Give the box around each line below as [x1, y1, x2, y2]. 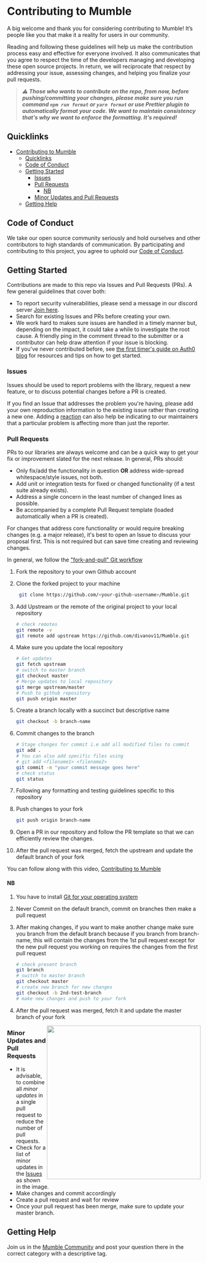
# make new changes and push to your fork [15, 995, 127, 1002]
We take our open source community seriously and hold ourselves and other [7, 234, 201, 241]
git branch [15, 967, 44, 973]
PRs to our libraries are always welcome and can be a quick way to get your [7, 448, 199, 456]
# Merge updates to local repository [15, 678, 113, 684]
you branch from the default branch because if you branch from [15, 929, 178, 937]
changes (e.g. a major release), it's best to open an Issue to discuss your [7, 531, 191, 538]
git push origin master [15, 695, 77, 702]
